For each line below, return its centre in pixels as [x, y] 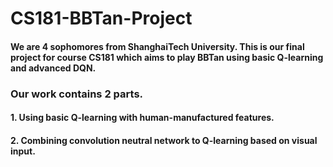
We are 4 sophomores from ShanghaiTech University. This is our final [157, 46]
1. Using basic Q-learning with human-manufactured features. [142, 118]
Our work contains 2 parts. [77, 94]
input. [23, 151]
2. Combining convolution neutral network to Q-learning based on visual [164, 140]
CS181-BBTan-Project [101, 18]
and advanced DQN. [53, 68]
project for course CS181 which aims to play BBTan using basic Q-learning [167, 57]
